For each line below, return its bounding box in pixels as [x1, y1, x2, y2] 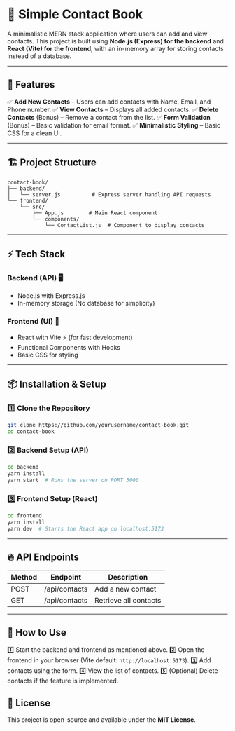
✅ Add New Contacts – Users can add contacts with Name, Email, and [7, 97, 211, 106]
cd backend [7, 464, 39, 471]
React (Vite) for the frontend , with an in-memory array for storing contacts [7, 44, 224, 53]
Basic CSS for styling [17, 350, 78, 359]
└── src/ [20, 203, 45, 210]
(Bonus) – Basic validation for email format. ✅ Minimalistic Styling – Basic [7, 121, 221, 129]
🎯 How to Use [7, 627, 66, 638]
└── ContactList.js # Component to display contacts [44, 221, 205, 228]
